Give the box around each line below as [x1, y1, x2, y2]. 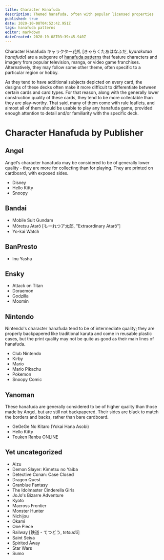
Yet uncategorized [5, 448, 62, 456]
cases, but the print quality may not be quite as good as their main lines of [5, 336, 154, 342]
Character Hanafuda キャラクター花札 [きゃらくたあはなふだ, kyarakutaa [5, 48, 152, 54]
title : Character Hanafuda [5, 7, 60, 12]
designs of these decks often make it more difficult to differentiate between [5, 84, 157, 90]
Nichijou [12, 513, 29, 519]
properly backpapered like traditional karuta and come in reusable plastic [5, 331, 152, 336]
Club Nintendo [12, 351, 41, 357]
